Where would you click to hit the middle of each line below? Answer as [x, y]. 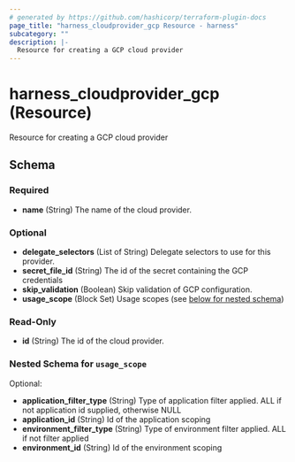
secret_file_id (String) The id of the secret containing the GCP [135, 271]
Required [29, 190]
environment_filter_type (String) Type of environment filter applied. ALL [154, 428]
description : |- [39, 42]
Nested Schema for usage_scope [78, 364]
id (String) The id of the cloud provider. [93, 341]
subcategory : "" [39, 34]
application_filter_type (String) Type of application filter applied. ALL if [152, 400]
